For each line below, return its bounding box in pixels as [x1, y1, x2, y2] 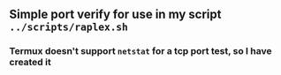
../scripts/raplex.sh [9, 21, 128, 34]
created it [9, 56, 51, 69]
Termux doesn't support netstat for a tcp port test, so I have [9, 45, 272, 57]
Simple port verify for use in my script [9, 7, 222, 22]
